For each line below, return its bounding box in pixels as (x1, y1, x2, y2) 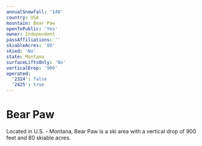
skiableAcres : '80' (6, 43, 55, 49)
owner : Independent (6, 31, 55, 37)
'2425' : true (11, 82, 45, 88)
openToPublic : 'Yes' (6, 25, 58, 32)
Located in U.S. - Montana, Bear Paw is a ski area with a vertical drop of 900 (6, 127, 197, 135)
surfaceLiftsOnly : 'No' (6, 59, 66, 65)
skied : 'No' (6, 48, 36, 54)
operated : (6, 71, 31, 77)
